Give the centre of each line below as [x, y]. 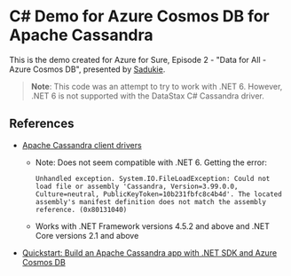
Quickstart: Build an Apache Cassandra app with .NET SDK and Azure [149, 252]
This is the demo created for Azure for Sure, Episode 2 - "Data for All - [138, 59]
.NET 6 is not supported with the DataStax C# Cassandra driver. [147, 96]
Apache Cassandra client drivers [82, 145]
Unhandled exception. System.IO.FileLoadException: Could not [153, 178]
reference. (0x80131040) [81, 209]
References [42, 124]
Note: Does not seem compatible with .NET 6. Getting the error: [151, 162]
